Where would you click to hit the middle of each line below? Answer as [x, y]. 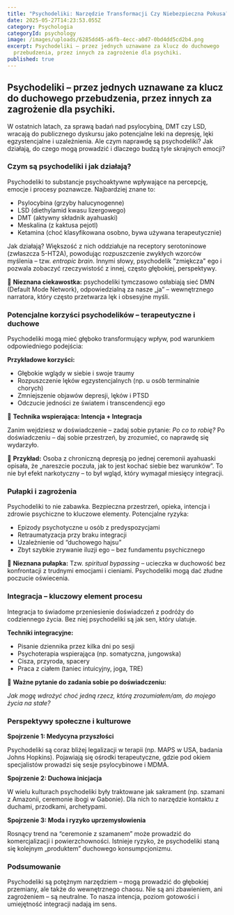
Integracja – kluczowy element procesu [75, 596]
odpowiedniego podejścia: [45, 346]
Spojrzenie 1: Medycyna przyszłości [61, 736]
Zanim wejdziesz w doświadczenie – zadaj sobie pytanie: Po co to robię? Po [116, 430]
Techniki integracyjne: [40, 633]
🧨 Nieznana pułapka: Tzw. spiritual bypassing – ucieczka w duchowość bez [117, 563]
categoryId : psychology [42, 33]
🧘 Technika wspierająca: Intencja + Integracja [75, 417]
